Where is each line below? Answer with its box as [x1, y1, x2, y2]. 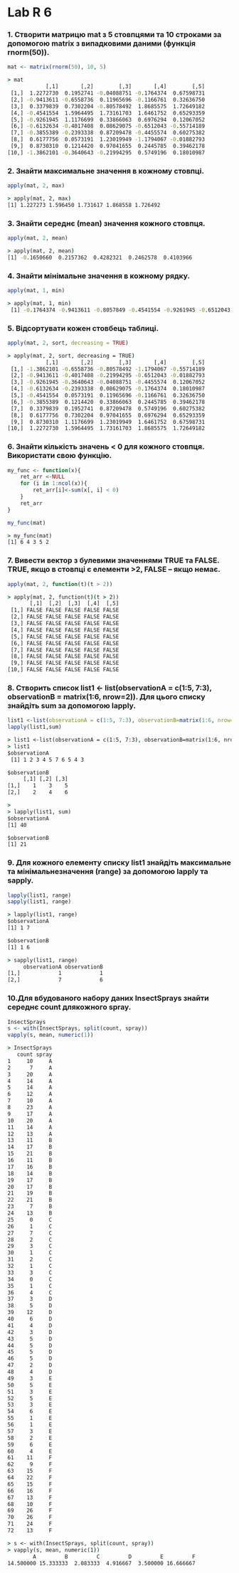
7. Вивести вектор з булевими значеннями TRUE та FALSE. [7, 555, 220, 565]
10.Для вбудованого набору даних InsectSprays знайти [7, 993, 209, 1003]
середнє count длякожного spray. [7, 1002, 132, 1012]
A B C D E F [33, 1553, 196, 1560]
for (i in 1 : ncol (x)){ [20, 480, 87, 487]
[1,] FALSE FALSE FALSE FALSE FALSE [10, 607, 119, 614]
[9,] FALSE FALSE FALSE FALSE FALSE [10, 659, 119, 667]
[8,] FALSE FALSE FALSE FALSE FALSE [10, 653, 119, 660]
